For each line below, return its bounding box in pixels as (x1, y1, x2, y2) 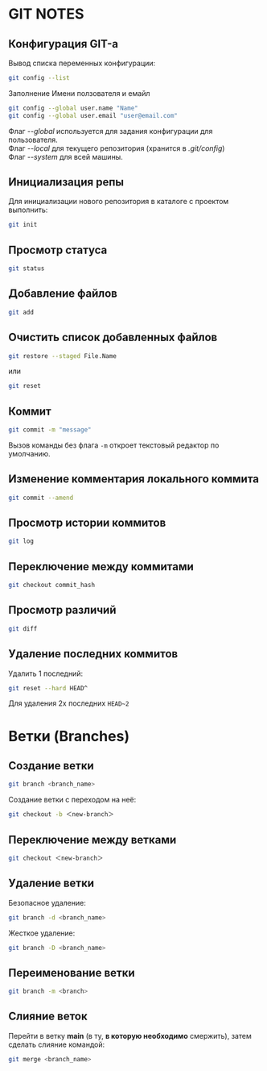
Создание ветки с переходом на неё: (8, 795, 137, 805)
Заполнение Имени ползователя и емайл (8, 88, 150, 98)
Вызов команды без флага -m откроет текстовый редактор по (8, 440, 220, 450)
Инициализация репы (8, 175, 125, 190)
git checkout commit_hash (8, 581, 95, 590)
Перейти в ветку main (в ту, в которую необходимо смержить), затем (8, 1031, 252, 1040)
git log (8, 537, 35, 545)
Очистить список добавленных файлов (8, 331, 218, 344)
